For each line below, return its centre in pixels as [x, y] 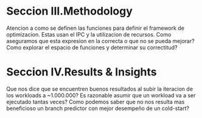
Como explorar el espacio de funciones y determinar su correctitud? [92, 47]
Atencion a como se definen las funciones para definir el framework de [95, 28]
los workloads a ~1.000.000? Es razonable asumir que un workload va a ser [101, 95]
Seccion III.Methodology [69, 11]
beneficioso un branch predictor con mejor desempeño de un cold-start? [98, 108]
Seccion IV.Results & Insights [82, 72]
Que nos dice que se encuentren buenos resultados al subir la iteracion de [100, 89]
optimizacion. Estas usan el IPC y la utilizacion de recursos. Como [89, 34]
